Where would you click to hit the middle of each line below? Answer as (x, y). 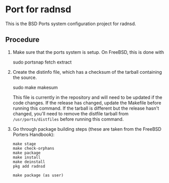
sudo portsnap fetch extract (42, 62)
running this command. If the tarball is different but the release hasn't (86, 108)
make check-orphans (34, 148)
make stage (24, 144)
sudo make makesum (35, 87)
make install (27, 157)
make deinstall (29, 162)
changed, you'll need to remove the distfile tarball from (71, 113)
